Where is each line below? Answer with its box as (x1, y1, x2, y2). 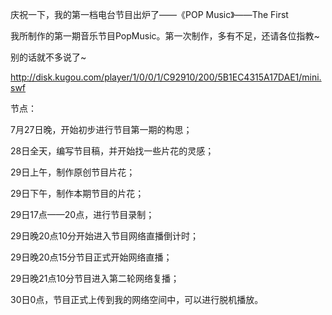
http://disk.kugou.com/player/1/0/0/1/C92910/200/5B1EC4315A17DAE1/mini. (10, 71, 322, 83)
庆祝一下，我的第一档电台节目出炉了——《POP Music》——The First (10, 9, 289, 20)
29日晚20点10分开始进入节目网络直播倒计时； (10, 230, 200, 242)
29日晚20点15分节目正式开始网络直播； (10, 251, 173, 263)
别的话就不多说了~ (10, 51, 87, 63)
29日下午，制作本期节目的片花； (10, 188, 145, 199)
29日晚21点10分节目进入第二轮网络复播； (10, 273, 180, 284)
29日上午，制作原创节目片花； (10, 166, 136, 178)
